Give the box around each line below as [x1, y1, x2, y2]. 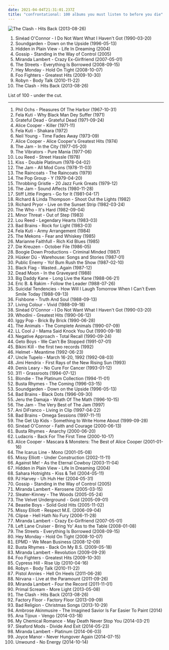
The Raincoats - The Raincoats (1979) [15, 170, 92, 176]
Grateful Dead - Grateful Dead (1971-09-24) [15, 117, 104, 123]
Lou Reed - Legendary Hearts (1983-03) [15, 217, 98, 223]
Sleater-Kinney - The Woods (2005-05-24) [15, 491, 103, 497]
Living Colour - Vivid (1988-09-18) [15, 301, 85, 308]
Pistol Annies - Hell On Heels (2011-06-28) [15, 570, 102, 576]
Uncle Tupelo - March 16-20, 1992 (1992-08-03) [15, 354, 114, 360]
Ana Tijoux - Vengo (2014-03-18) [15, 612, 83, 618]
